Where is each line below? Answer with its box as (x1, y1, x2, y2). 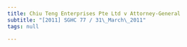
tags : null (7, 23, 39, 30)
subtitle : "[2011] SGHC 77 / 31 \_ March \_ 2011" (7, 17, 146, 23)
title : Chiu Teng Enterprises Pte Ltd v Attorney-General (7, 10, 181, 17)
